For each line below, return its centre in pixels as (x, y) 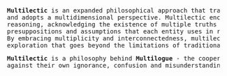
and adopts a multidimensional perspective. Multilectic (107, 17)
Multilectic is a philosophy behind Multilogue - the (101, 58)
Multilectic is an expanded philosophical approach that (107, 10)
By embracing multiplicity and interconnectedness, (97, 38)
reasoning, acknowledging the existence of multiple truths (112, 24)
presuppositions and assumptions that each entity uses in (110, 31)
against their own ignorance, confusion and (84, 65)
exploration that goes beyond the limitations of (94, 45)
